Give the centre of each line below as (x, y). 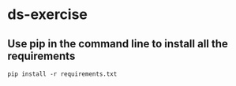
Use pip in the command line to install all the (118, 44)
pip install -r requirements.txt (62, 74)
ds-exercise (48, 15)
